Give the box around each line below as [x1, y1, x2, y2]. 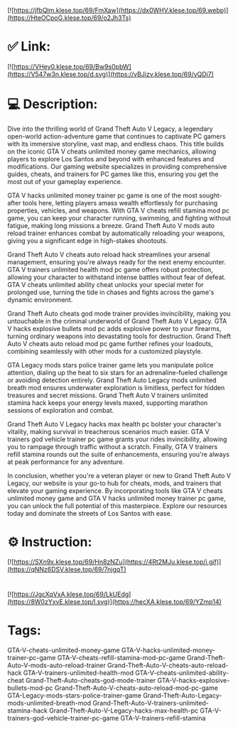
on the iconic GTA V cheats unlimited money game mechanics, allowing [7, 147, 217, 156]
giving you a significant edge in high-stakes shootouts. [7, 236, 168, 244]
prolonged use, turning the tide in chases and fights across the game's [7, 288, 215, 296]
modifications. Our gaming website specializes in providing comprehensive [7, 162, 227, 171]
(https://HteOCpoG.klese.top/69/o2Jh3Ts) [7, 13, 131, 22]
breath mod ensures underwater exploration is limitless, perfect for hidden [7, 383, 225, 391]
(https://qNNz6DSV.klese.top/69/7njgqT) [7, 565, 126, 573]
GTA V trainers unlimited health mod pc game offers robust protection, [7, 265, 213, 274]
